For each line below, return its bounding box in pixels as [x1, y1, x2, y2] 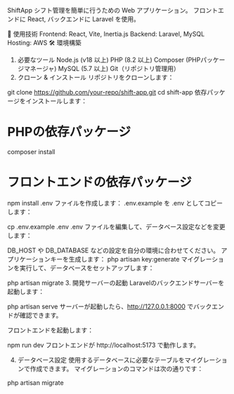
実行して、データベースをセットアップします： [19, 264, 155, 272]
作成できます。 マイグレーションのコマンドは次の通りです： [30, 364, 204, 373]
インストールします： [25, 97, 88, 105]
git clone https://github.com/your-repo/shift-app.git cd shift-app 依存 [7, 88, 207, 96]
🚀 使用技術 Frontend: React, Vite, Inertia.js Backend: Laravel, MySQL [7, 30, 205, 38]
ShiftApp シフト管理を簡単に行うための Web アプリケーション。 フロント [7, 6, 219, 14]
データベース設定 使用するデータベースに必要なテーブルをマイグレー [17, 355, 216, 364]
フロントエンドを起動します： [7, 325, 93, 334]
